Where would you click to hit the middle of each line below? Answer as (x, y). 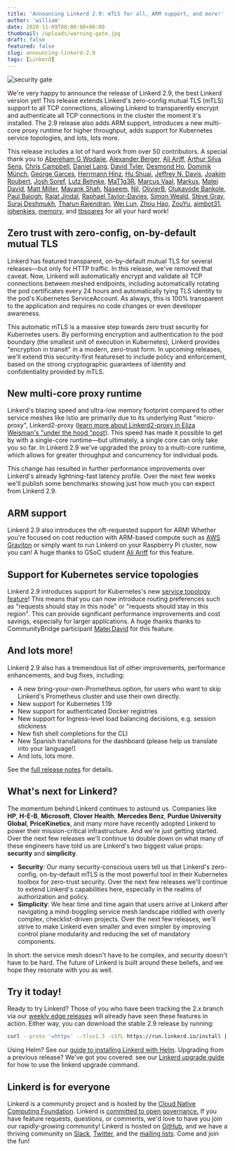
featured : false (31, 46)
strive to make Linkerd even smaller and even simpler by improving (114, 926)
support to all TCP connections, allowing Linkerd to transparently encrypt (113, 108)
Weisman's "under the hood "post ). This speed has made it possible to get (115, 433)
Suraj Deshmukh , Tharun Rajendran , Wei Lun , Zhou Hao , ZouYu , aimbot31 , (115, 204)
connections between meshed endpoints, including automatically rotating (113, 283)
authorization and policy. (53, 896)
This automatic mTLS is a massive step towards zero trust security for (108, 326)
